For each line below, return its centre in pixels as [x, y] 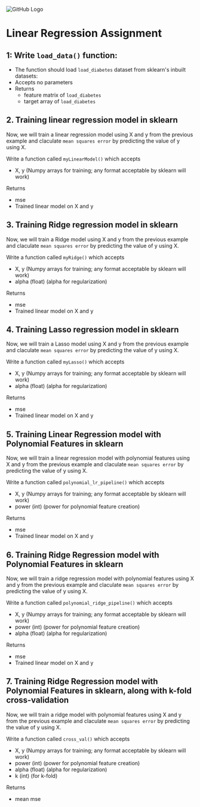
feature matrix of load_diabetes [62, 95]
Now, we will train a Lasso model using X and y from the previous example [98, 344]
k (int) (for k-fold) [36, 775]
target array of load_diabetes [60, 101]
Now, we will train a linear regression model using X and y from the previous [100, 134]
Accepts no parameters [44, 82]
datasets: [26, 76]
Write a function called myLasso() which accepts [65, 362]
